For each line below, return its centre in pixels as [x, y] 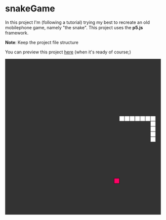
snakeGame [30, 9]
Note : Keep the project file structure [42, 42]
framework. [17, 33]
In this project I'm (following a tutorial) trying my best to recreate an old [77, 22]
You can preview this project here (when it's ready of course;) [68, 52]
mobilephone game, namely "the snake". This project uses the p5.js [74, 27]
